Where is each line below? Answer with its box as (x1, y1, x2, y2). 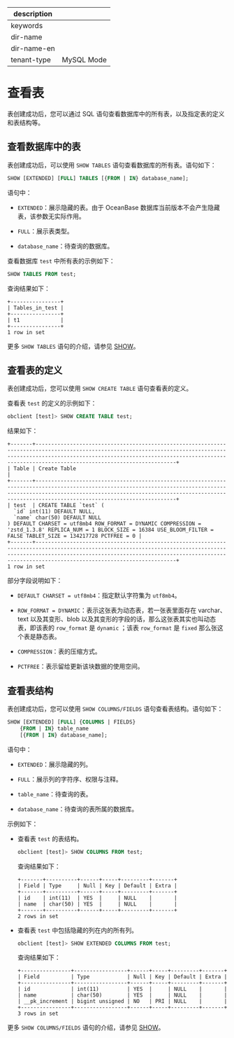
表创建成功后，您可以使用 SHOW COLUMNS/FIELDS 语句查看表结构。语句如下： (7, 705, 224, 713)
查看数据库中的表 (7, 141, 81, 153)
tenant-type (10, 55, 51, 64)
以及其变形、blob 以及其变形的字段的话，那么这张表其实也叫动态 (30, 615, 217, 623)
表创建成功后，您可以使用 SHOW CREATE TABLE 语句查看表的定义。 (7, 385, 193, 393)
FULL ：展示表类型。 (17, 227, 73, 235)
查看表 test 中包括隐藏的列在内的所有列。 (17, 926, 138, 934)
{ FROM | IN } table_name (20, 725, 89, 732)
